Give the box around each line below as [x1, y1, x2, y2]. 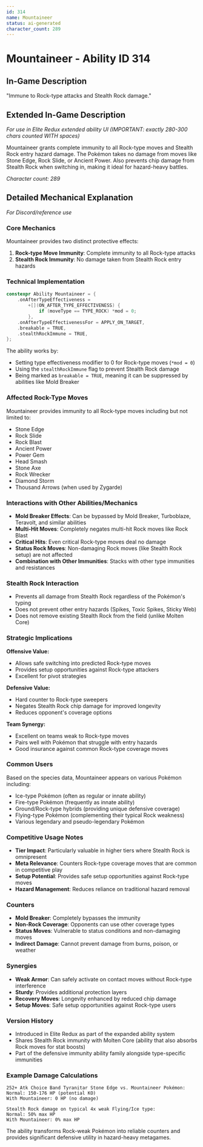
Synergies [6, 962, 38, 970]
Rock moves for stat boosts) [15, 1043, 86, 1051]
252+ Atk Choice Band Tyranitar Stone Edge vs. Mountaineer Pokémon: [6, 1085, 186, 1091]
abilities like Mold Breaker [15, 378, 80, 386]
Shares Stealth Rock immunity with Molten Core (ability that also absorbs [15, 1037, 198, 1044]
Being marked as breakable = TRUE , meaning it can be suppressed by [15, 372, 188, 379]
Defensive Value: [6, 684, 50, 691]
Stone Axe [15, 464, 41, 471]
